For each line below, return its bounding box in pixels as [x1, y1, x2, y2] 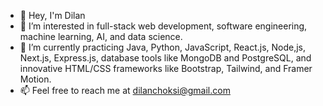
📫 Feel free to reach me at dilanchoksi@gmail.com [19, 85, 231, 96]
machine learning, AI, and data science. [19, 31, 183, 42]
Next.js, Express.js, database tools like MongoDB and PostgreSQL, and [19, 52, 312, 64]
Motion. [19, 73, 52, 85]
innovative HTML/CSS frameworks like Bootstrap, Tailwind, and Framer [19, 63, 313, 74]
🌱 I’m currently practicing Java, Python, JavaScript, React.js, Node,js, [19, 41, 307, 53]
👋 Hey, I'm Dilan [19, 10, 86, 21]
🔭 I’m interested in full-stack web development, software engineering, [19, 20, 308, 32]
